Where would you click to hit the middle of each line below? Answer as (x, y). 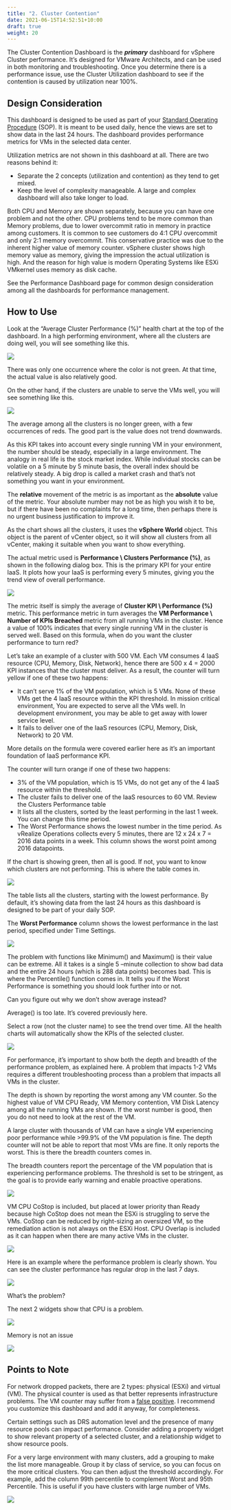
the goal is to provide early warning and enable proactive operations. (105, 1180)
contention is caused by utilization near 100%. (73, 82)
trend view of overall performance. (56, 579)
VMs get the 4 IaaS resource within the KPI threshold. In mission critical (118, 698)
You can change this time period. (64, 819)
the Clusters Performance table (62, 804)
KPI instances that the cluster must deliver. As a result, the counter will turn (113, 670)
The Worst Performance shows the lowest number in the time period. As (119, 826)
